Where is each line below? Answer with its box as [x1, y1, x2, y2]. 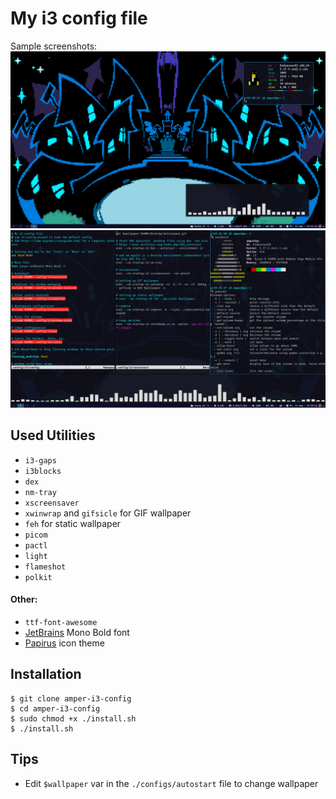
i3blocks [24, 466, 62, 476]
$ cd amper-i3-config [10, 703, 101, 714]
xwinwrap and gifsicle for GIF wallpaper [24, 507, 192, 519]
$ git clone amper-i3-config [10, 693, 132, 704]
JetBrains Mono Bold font [24, 626, 130, 638]
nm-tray [24, 487, 57, 497]
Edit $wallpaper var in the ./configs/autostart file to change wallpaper [24, 777, 319, 789]
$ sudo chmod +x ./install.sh [10, 713, 137, 724]
